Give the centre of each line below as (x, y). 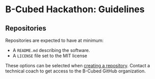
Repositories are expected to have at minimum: (55, 40)
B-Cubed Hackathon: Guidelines (75, 9)
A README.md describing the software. (51, 50)
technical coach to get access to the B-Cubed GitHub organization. (75, 71)
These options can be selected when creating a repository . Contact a (78, 65)
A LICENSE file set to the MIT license (50, 56)
